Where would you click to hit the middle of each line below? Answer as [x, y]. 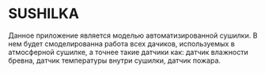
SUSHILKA [44, 14]
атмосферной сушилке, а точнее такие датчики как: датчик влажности [128, 52]
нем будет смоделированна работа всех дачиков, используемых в [121, 43]
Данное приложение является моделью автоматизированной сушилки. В [133, 35]
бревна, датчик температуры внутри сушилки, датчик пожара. [115, 60]
